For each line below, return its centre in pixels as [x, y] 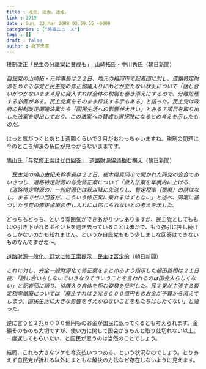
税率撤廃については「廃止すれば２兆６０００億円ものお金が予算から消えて [105, 293]
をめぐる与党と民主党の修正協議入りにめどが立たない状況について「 [97, 86]
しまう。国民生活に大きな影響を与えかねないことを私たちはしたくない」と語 [103, 301]
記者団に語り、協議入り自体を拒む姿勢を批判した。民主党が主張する [108, 286]
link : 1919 [21, 18]
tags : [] [19, 35]
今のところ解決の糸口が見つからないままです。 [65, 146]
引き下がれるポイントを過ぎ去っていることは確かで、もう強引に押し [102, 226]
